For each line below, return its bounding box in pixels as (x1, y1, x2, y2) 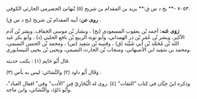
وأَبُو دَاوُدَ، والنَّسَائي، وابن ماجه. (6, 86, 72, 93)
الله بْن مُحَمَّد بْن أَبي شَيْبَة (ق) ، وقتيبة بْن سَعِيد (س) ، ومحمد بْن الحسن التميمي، (6, 40, 179, 47)
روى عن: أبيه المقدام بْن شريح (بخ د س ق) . (6, 16, 101, 23)
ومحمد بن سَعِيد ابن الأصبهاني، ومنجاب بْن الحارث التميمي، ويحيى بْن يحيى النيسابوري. (6, 46, 191, 53)
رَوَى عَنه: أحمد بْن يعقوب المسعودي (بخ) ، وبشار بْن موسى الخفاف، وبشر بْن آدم (6, 27, 179, 34)
